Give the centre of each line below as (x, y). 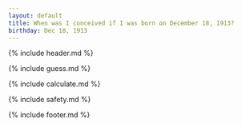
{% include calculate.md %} (54, 84)
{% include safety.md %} (50, 100)
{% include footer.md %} (49, 115)
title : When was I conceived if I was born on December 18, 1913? (121, 23)
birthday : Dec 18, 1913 (48, 30)
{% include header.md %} (51, 53)
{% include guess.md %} (49, 69)
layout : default (35, 16)
